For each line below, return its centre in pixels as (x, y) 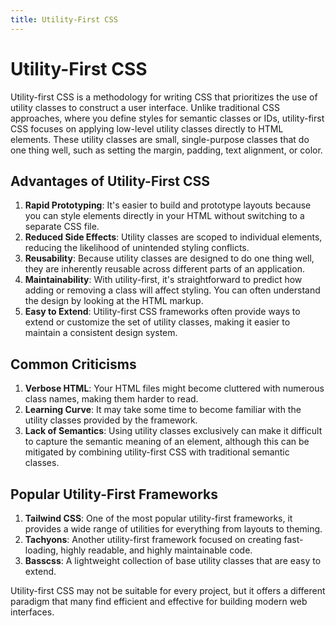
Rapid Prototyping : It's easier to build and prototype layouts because (168, 205)
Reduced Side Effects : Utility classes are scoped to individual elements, (173, 237)
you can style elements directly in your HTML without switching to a (164, 216)
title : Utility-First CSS (64, 19)
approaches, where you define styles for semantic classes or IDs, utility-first (167, 118)
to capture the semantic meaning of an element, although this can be (167, 442)
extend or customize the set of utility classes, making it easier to (157, 322)
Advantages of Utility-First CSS (110, 181)
